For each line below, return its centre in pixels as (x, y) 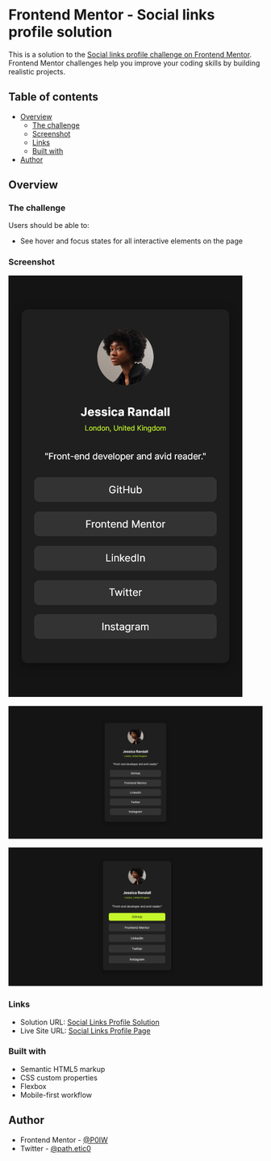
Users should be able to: (49, 226)
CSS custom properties (59, 1078)
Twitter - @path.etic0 (55, 1148)
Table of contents (53, 97)
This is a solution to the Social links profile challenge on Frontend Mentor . (130, 54)
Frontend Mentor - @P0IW (64, 1140)
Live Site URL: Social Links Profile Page (85, 1030)
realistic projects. (37, 71)
